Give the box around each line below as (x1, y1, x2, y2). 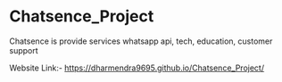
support (9, 45, 38, 55)
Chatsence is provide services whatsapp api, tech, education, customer (9, 36, 273, 46)
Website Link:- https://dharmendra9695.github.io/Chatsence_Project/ (9, 62, 265, 73)
